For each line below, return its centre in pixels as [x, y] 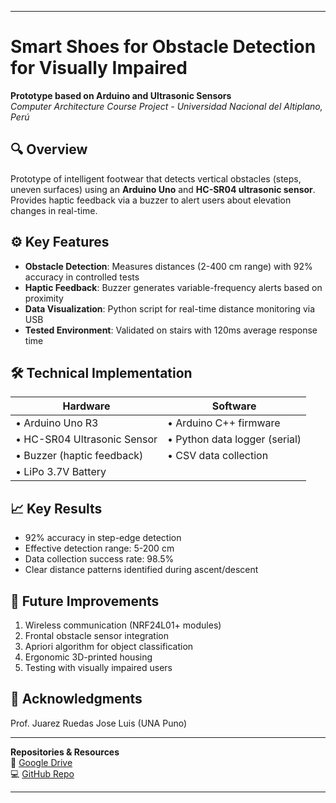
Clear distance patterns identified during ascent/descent [141, 570]
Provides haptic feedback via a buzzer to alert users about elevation [151, 200]
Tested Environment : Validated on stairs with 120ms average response [171, 330]
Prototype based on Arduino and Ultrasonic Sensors [121, 95]
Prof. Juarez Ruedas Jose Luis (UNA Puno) [99, 723]
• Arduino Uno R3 [57, 423]
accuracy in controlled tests [82, 277]
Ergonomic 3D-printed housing [88, 657]
